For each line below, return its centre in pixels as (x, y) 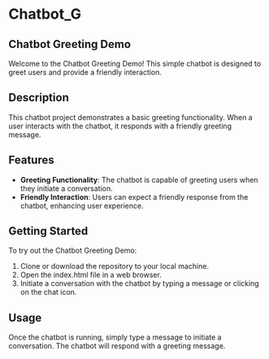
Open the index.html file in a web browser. (91, 275)
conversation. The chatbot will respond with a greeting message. (117, 346)
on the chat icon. (48, 292)
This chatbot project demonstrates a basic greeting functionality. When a (131, 117)
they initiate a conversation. (66, 188)
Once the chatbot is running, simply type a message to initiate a (115, 337)
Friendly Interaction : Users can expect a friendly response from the (134, 197)
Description (39, 98)
